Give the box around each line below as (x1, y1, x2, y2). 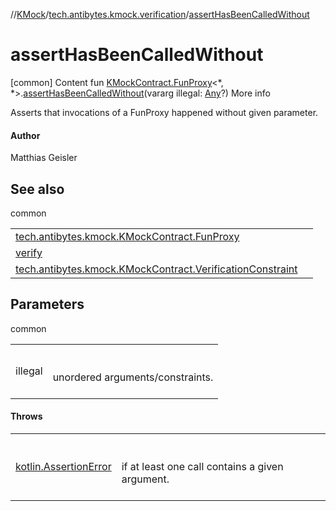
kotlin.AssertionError (15, 459, 112, 473)
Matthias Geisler (10, 152, 78, 164)
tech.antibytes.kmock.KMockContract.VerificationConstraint (15, 262, 298, 276)
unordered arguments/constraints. (52, 370, 214, 384)
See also (10, 180, 65, 198)
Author (10, 129, 41, 141)
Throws (10, 410, 43, 423)
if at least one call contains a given (121, 459, 284, 473)
